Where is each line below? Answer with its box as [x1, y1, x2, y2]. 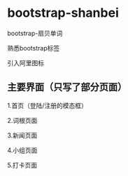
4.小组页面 [7, 146, 38, 154]
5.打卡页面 [7, 161, 37, 169]
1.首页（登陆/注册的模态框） [7, 101, 87, 109]
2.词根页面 [7, 116, 38, 124]
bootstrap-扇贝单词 [7, 29, 63, 37]
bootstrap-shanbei [7, 5, 119, 21]
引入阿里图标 [7, 58, 44, 67]
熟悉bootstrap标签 [7, 43, 60, 52]
